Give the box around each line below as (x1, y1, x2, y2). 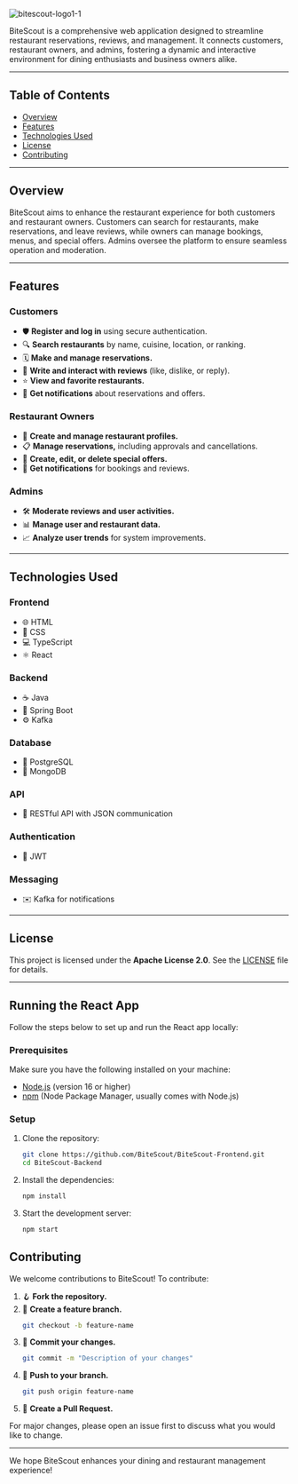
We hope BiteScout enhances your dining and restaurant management (9, 1456, 266, 1466)
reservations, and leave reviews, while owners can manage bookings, (9, 226, 263, 236)
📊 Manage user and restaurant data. (21, 519, 161, 529)
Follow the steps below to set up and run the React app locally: (9, 1021, 239, 1032)
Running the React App (9, 998, 139, 1013)
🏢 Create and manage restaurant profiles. (21, 431, 179, 441)
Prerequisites (9, 1044, 68, 1056)
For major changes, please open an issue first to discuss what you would (9, 1421, 276, 1432)
